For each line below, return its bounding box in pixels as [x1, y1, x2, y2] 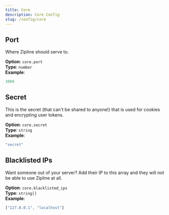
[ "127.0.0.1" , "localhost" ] [5, 205, 65, 210]
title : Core [5, 7, 30, 13]
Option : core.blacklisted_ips [5, 185, 68, 191]
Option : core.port [5, 59, 43, 65]
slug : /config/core [5, 17, 46, 22]
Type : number [5, 64, 33, 70]
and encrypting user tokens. [5, 112, 64, 118]
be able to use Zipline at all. [5, 175, 63, 181]
